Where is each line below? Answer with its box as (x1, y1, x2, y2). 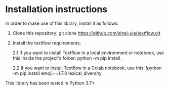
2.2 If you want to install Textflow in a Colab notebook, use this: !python (12, 65, 162, 71)
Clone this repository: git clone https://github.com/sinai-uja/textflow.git (12, 30, 160, 36)
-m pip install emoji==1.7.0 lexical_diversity (12, 70, 102, 76)
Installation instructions (5, 4, 108, 15)
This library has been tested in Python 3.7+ (5, 80, 95, 86)
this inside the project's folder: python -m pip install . (12, 55, 123, 61)
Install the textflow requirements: (12, 39, 81, 46)
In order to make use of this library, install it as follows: (5, 20, 119, 26)
